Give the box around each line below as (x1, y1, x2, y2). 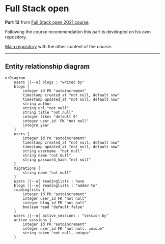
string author (23, 101, 52, 106)
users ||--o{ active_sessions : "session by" (14, 213, 109, 218)
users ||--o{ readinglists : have (14, 179, 84, 183)
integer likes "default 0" (23, 114, 78, 119)
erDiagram (5, 75, 26, 80)
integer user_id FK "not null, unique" (23, 226, 105, 231)
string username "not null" (23, 149, 82, 153)
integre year (23, 122, 50, 128)
